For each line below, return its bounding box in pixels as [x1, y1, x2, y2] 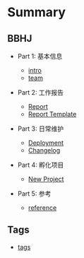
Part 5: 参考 [17, 189, 52, 198]
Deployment [28, 139, 64, 147]
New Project [28, 175, 64, 183]
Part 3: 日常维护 [17, 124, 64, 133]
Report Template [28, 110, 77, 118]
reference [28, 204, 57, 212]
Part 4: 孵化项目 [17, 160, 64, 169]
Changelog [28, 146, 61, 154]
